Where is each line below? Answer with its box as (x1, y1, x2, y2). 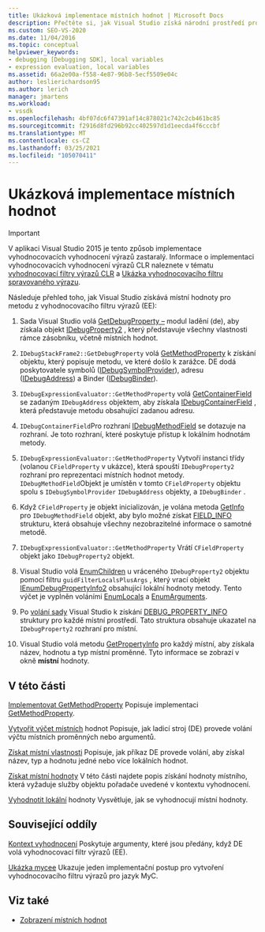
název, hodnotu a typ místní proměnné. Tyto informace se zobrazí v (19, 648, 240, 657)
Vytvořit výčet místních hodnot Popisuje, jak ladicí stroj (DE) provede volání (8, 724, 252, 733)
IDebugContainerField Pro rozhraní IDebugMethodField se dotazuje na (19, 421, 246, 431)
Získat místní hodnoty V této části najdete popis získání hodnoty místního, (8, 771, 248, 780)
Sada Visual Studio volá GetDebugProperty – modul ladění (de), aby (19, 316, 240, 326)
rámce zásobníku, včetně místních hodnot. (19, 333, 159, 343)
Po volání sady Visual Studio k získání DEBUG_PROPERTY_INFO (19, 607, 228, 617)
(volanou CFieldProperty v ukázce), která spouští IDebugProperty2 (19, 462, 235, 472)
